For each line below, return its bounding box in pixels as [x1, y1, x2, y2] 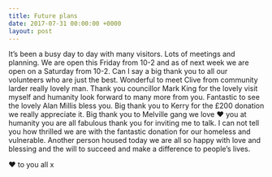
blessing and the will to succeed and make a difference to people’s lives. [8, 144, 251, 154]
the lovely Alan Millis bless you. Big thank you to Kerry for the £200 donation [8, 101, 265, 110]
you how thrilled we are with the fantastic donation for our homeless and [8, 127, 251, 136]
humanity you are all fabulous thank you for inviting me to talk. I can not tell [8, 119, 260, 128]
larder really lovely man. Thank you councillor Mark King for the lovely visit [8, 84, 258, 93]
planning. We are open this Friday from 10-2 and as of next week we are [8, 58, 249, 67]
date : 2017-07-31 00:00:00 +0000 [8, 19, 122, 28]
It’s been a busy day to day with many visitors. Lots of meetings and [8, 50, 235, 59]
